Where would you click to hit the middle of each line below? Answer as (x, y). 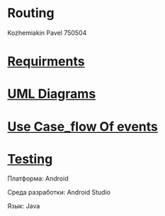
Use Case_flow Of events (82, 126)
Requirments (46, 61)
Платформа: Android (38, 178)
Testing (30, 159)
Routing (31, 13)
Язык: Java (24, 206)
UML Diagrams (52, 94)
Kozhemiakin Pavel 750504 (47, 33)
